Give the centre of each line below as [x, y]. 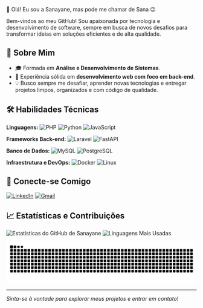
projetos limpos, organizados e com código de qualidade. [86, 90]
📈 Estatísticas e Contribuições [66, 216]
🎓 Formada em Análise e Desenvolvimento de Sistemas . [88, 68]
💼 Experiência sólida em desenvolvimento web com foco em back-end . [105, 76]
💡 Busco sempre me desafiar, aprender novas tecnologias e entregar [101, 83]
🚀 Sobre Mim [31, 53]
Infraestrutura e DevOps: [38, 162]
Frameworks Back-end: [36, 139]
